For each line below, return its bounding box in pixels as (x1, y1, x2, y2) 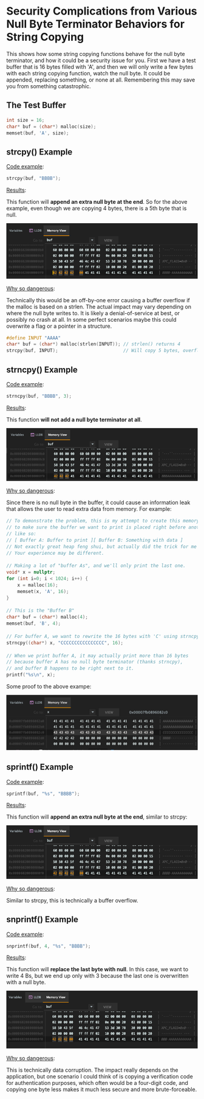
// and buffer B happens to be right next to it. (6, 665, 135, 671)
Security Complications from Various (6, 4, 197, 18)
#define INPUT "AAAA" (6, 335, 61, 341)
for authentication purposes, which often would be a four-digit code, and (6, 1079, 188, 1086)
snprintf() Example (6, 914, 79, 925)
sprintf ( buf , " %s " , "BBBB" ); (6, 791, 80, 797)
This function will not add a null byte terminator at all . (6, 415, 142, 423)
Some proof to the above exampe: (6, 683, 92, 690)
